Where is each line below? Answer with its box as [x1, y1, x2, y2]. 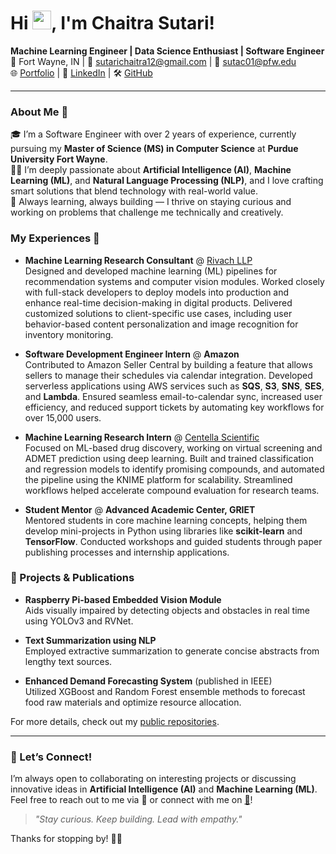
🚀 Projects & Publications [10, 571, 135, 585]
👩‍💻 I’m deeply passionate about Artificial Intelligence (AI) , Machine [10, 164, 292, 176]
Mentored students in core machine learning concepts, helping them [24, 514, 308, 526]
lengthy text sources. [24, 655, 113, 667]
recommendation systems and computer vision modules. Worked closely [24, 275, 325, 287]
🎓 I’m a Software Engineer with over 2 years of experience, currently [10, 128, 297, 140]
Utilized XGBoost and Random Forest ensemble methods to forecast [24, 685, 306, 697]
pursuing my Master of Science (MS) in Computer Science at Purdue [10, 143, 299, 155]
